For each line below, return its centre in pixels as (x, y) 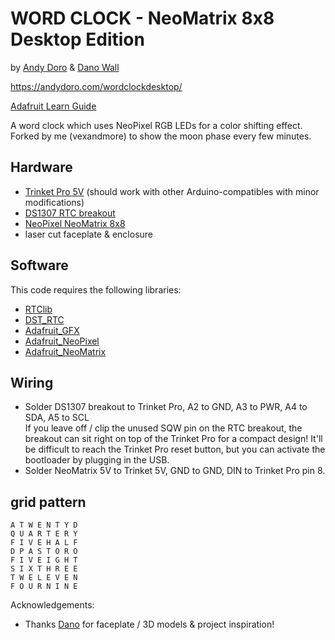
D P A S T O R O (44, 552)
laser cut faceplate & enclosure (88, 234)
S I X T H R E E (44, 569)
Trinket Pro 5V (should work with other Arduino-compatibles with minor (172, 191)
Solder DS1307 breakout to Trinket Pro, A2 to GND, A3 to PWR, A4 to (166, 407)
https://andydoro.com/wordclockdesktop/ (96, 86)
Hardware (41, 167)
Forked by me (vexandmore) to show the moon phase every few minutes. (161, 136)
